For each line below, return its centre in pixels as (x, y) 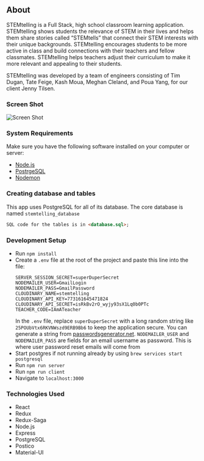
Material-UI (29, 452)
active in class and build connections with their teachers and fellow (90, 51)
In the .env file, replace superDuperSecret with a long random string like (104, 321)
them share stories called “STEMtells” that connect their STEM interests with (102, 38)
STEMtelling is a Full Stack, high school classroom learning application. (95, 24)
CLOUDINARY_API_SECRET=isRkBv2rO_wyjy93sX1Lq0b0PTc (82, 304)
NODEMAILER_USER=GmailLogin (51, 283)
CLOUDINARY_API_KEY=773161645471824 (62, 299)
